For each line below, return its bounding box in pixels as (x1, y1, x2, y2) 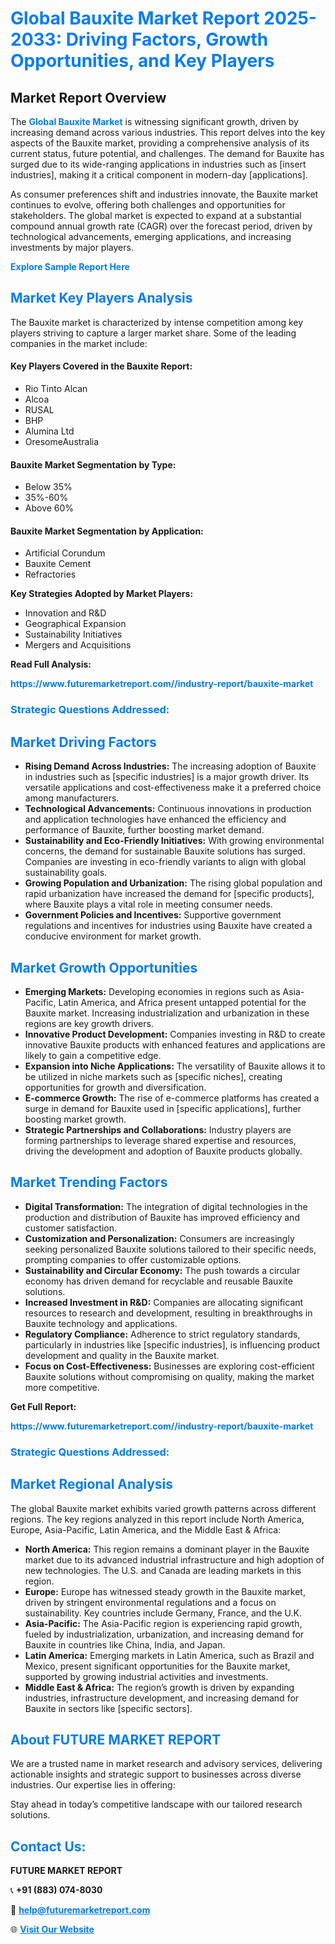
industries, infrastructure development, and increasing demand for (24, 1692, 300, 1704)
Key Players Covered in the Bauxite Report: (10, 360, 193, 372)
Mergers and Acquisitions (24, 639, 132, 651)
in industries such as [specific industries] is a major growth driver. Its (24, 771, 310, 783)
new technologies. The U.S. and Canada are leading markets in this (24, 1564, 302, 1576)
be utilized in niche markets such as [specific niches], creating (24, 1070, 283, 1082)
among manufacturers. (24, 792, 120, 804)
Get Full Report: (10, 1400, 77, 1412)
